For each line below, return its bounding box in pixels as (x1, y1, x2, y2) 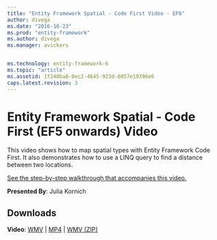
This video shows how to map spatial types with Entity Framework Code (7, 146, 211, 154)
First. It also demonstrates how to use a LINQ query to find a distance (7, 154, 203, 162)
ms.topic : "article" (7, 67, 66, 73)
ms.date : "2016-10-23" (7, 23, 72, 29)
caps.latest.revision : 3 (7, 80, 78, 86)
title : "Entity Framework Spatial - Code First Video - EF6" (7, 10, 186, 17)
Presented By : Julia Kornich (7, 187, 87, 195)
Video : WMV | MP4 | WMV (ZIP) (7, 226, 98, 234)
